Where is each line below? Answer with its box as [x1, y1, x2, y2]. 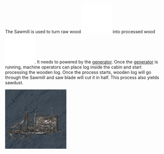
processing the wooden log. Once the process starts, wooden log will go [5, 69, 152, 75]
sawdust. [5, 80, 23, 86]
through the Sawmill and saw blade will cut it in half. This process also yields [5, 75, 160, 80]
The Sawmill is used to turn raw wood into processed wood [5, 29, 156, 34]
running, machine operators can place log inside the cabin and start [5, 64, 142, 70]
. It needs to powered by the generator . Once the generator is [34, 59, 158, 65]
